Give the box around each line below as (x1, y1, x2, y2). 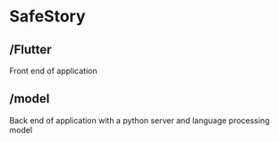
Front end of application (9, 65, 97, 76)
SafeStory (9, 6, 86, 27)
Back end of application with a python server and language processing (9, 114, 270, 126)
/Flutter (9, 42, 52, 57)
